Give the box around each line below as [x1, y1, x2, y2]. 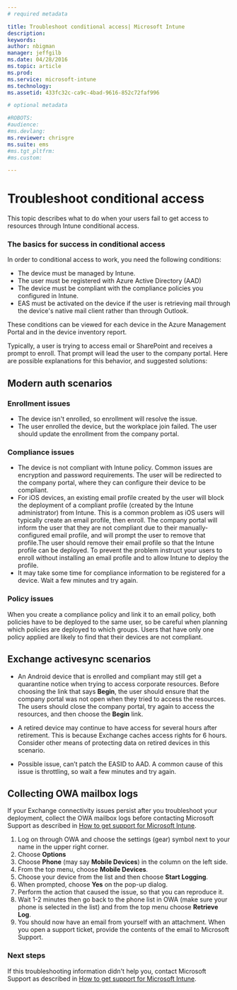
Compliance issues [7, 448, 75, 457]
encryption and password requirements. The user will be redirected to [17, 471, 222, 479]
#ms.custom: [7, 154, 42, 161]
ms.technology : [7, 82, 52, 89]
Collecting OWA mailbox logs [7, 787, 139, 800]
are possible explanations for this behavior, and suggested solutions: [7, 357, 207, 365]
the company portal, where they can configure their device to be [17, 479, 207, 487]
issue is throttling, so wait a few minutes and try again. [17, 767, 177, 775]
